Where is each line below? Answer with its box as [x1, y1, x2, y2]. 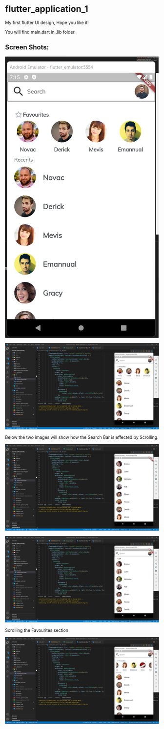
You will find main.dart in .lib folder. [5, 29, 76, 35]
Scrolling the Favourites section [5, 627, 69, 633]
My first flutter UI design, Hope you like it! [5, 20, 89, 25]
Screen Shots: [5, 43, 49, 52]
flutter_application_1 [5, 3, 89, 15]
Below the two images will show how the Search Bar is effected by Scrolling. [5, 434, 159, 440]
